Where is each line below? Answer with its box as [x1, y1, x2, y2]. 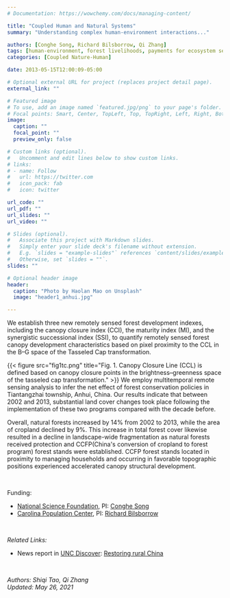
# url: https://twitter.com [7, 174, 94, 181]
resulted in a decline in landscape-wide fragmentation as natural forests [7, 433, 210, 441]
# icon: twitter [7, 187, 60, 194]
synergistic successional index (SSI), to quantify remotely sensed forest [7, 334, 210, 342]
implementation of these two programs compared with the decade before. [7, 405, 216, 413]
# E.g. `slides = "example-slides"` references [7, 250, 152, 257]
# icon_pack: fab [7, 180, 63, 187]
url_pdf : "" [7, 205, 41, 212]
